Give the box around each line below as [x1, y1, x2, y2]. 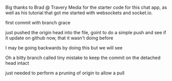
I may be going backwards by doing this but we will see [5, 45, 123, 50]
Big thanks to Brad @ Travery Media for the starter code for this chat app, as [5, 5, 167, 10]
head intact [5, 60, 29, 66]
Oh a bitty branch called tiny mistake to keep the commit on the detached [5, 55, 161, 61]
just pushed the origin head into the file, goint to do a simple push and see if [5, 30, 166, 35]
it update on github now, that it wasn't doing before [5, 35, 113, 41]
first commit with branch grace [5, 20, 71, 25]
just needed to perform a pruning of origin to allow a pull [5, 70, 125, 76]
